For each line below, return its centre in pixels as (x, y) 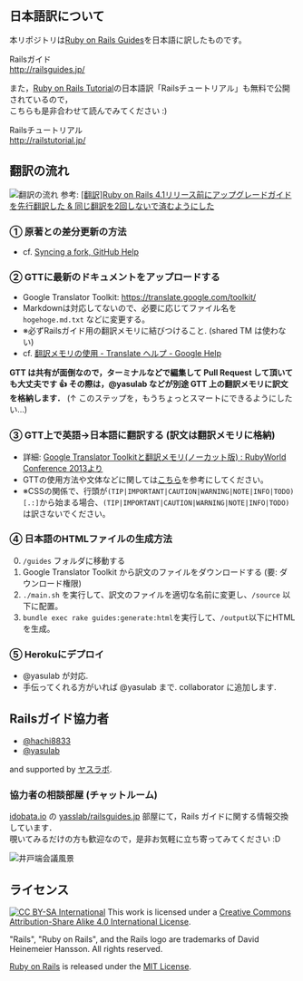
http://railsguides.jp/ (47, 69)
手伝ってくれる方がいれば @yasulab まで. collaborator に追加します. (149, 687)
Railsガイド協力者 (59, 719)
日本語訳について (57, 16)
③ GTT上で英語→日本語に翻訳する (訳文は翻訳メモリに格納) (142, 435)
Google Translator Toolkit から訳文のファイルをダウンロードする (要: (150, 572)
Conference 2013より (63, 468)
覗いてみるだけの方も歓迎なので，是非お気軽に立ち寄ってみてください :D (145, 839)
